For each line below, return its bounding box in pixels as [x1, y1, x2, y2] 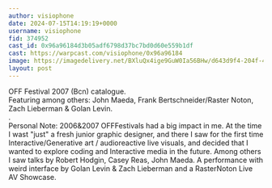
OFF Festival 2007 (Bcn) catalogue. [8, 86, 127, 96]
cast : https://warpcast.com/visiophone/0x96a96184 [8, 49, 183, 57]
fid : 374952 [8, 34, 49, 43]
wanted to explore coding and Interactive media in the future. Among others [8, 146, 261, 156]
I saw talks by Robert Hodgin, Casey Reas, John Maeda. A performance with [8, 155, 264, 165]
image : [8, 57, 31, 65]
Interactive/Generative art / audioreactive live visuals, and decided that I [8, 138, 249, 148]
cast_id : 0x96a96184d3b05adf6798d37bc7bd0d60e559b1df [8, 42, 194, 50]
